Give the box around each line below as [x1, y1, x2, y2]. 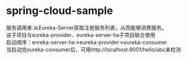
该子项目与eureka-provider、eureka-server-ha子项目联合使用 [6, 31, 156, 39]
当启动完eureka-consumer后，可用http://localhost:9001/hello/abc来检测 [6, 46, 181, 53]
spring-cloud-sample [6, 4, 113, 18]
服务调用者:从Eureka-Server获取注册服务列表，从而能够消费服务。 [6, 24, 167, 31]
